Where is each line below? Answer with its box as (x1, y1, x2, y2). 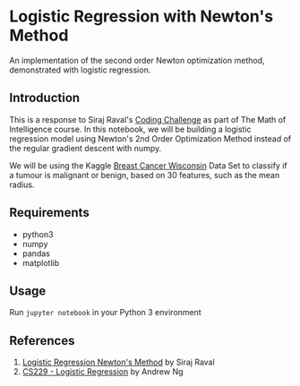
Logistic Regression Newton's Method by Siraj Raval (21, 356, 215, 368)
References (9, 333, 75, 348)
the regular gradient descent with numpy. (9, 142, 162, 153)
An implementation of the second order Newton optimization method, (9, 55, 266, 65)
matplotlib (21, 257, 60, 268)
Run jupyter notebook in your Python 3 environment (9, 307, 201, 318)
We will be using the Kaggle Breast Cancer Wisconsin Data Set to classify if (9, 159, 288, 171)
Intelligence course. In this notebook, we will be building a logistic (9, 124, 253, 134)
